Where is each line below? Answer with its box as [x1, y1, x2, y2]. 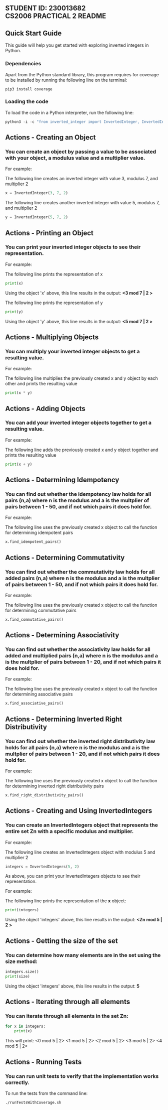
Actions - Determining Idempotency [5, 476, 119, 484]
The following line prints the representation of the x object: [5, 898, 126, 904]
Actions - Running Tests [5, 1057, 82, 1066]
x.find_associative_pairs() [5, 701, 64, 706]
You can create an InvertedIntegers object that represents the [5, 821, 158, 828]
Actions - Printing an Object [5, 228, 94, 237]
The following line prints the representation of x [5, 271, 103, 277]
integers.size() [5, 969, 39, 975]
